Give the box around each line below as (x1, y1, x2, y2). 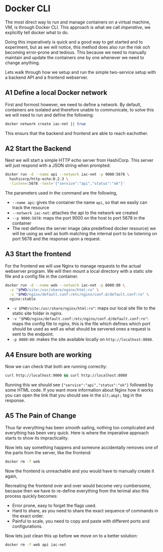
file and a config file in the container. (5, 273, 79, 279)
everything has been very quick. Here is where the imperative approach (5, 430, 149, 436)
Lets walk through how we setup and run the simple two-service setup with (5, 69, 156, 75)
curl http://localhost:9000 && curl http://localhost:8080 (5, 373, 127, 378)
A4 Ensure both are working (5, 351, 92, 359)
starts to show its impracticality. (5, 435, 69, 441)
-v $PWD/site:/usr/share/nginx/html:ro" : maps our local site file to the (12, 305, 156, 311)
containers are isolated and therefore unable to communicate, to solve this (5, 107, 154, 112)
